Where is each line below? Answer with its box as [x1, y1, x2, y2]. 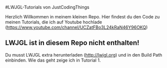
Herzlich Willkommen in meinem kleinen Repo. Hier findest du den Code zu [5, 14, 160, 19]
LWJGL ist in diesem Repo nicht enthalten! [5, 39, 139, 47]
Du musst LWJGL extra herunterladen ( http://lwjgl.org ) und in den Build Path [5, 52, 162, 58]
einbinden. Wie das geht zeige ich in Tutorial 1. [5, 57, 101, 63]
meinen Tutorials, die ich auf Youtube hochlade [5, 19, 102, 25]
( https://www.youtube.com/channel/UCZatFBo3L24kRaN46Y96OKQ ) [5, 24, 148, 30]
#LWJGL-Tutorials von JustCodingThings [5, 4, 89, 10]
